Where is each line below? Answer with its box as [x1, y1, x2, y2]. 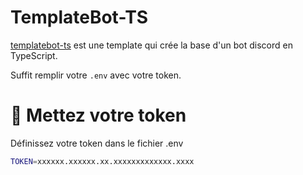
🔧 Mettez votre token [10, 104, 187, 127]
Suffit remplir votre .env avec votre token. [10, 69, 182, 81]
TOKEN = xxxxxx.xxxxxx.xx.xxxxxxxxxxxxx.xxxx [10, 156, 195, 166]
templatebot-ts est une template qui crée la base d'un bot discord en [10, 39, 293, 51]
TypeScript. [10, 49, 58, 61]
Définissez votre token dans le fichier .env [10, 137, 184, 149]
